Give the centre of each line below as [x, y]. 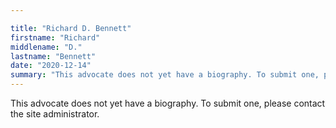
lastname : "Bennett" [53, 56]
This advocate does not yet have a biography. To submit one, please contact [168, 103]
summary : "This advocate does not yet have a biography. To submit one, [165, 75]
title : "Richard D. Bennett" [71, 28]
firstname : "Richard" [55, 37]
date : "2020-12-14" [51, 66]
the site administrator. [55, 114]
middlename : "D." [46, 47]
